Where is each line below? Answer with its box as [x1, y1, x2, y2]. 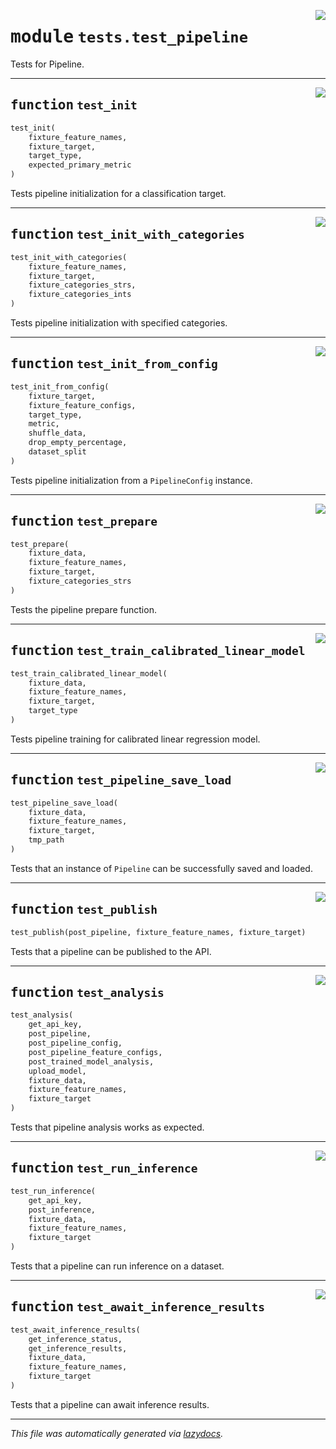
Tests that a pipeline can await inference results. [10, 1398, 210, 1410]
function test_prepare [10, 513, 158, 530]
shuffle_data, [28, 428, 87, 439]
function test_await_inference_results [10, 1299, 265, 1315]
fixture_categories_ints [28, 290, 132, 300]
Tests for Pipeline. [10, 58, 85, 70]
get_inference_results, [28, 1343, 128, 1354]
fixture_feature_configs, [28, 400, 137, 410]
